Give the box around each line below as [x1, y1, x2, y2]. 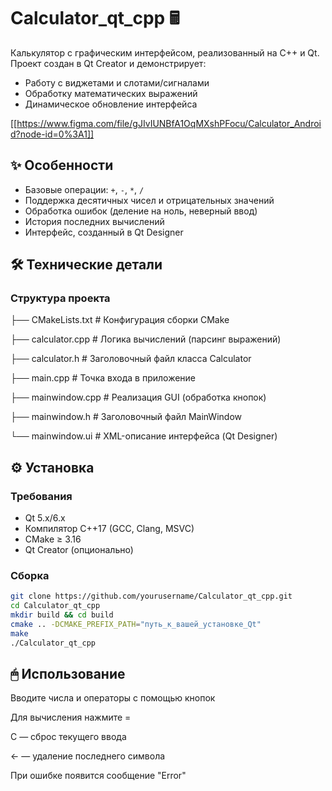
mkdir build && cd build [10, 610, 114, 620]
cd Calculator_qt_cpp [10, 601, 101, 611]
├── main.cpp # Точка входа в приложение [10, 372, 197, 384]
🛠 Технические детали [10, 256, 163, 274]
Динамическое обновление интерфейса [24, 98, 198, 110]
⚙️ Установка [10, 459, 95, 476]
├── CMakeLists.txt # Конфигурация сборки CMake [10, 314, 230, 326]
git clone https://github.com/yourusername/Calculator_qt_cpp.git [10, 591, 293, 602]
